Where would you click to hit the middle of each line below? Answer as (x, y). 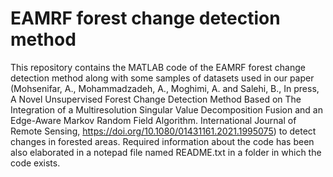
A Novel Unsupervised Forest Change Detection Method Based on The (156, 99)
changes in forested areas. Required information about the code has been (162, 141)
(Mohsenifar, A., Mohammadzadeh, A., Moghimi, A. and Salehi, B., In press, (165, 88)
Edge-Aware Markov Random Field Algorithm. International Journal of (153, 120)
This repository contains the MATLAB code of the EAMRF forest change (158, 67)
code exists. (35, 163)
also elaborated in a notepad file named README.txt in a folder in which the (166, 152)
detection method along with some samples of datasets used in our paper (162, 78)
